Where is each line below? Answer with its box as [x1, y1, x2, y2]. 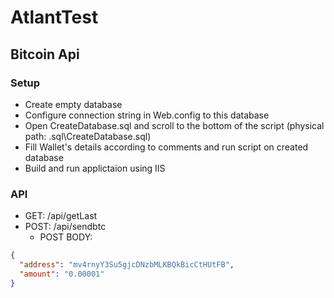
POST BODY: [39, 231, 93, 243]
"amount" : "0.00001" [19, 269, 105, 279]
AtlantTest [10, 6, 99, 29]
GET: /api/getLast [24, 210, 98, 222]
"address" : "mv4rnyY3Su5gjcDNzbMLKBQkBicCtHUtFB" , [19, 260, 235, 270]
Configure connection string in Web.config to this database [24, 109, 270, 121]
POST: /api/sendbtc [24, 221, 107, 233]
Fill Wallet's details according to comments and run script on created [24, 141, 309, 153]
